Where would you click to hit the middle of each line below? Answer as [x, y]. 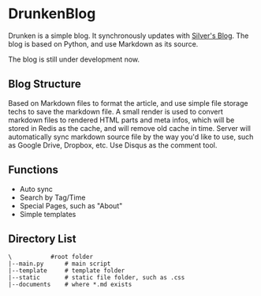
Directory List [42, 239]
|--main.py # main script [60, 264]
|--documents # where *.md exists [70, 285]
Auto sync [36, 189]
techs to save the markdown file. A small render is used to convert [116, 111]
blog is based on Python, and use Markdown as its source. [103, 43]
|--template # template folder [67, 271]
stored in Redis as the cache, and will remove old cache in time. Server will [129, 128]
